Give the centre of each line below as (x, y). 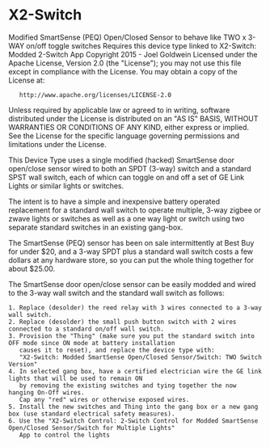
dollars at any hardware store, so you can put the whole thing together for (131, 259)
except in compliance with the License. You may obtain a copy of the (123, 71)
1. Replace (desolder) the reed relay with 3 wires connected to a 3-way (135, 308)
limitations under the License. (57, 144)
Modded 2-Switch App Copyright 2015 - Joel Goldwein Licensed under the (133, 54)
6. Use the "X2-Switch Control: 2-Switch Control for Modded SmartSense (133, 421)
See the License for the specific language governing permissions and (124, 136)
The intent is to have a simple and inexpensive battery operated (114, 201)
